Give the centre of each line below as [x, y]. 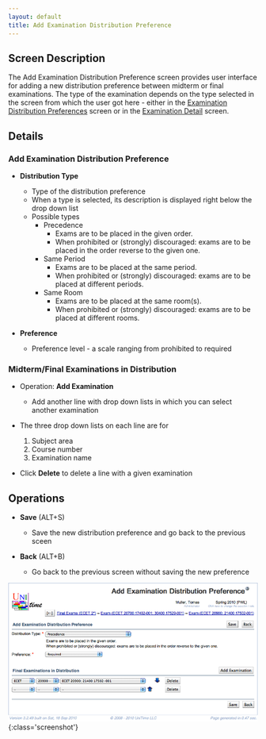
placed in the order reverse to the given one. [127, 250]
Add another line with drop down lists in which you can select [131, 402]
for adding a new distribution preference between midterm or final [116, 86]
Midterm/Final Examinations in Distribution [92, 369]
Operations [36, 498]
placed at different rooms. [97, 318]
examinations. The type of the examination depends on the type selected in [131, 94]
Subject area [52, 441]
